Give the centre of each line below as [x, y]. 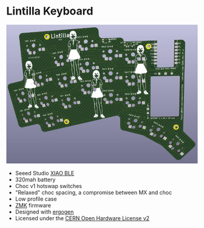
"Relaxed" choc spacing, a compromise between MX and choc [93, 193]
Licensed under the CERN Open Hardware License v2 [82, 218]
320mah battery [35, 179]
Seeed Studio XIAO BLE [45, 173]
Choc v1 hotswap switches [48, 186]
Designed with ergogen [44, 212]
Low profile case [36, 199]
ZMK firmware [33, 206]
